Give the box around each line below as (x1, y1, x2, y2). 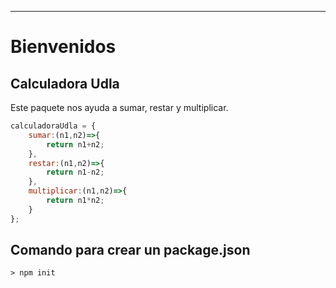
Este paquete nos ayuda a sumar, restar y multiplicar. (10, 102, 229, 113)
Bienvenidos (10, 36, 117, 58)
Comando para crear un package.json (10, 242, 251, 259)
